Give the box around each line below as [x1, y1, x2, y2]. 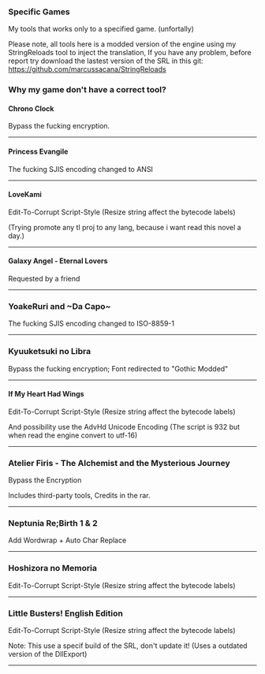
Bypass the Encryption [8, 475, 82, 485]
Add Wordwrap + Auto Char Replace [8, 535, 127, 546]
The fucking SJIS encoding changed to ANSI [8, 164, 154, 173]
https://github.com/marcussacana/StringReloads [8, 65, 167, 74]
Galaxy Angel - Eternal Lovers [8, 256, 108, 266]
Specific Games [8, 6, 71, 17]
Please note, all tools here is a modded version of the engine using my [8, 39, 237, 49]
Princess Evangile [8, 147, 69, 156]
